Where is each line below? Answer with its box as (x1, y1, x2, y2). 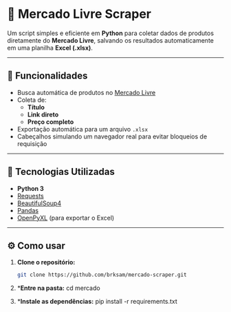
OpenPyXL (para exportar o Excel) (16, 214, 115, 222)
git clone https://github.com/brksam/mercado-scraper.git (16, 271, 187, 278)
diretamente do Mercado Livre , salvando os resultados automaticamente (7, 36, 214, 44)
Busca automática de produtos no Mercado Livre (16, 88, 156, 96)
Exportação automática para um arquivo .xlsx (16, 125, 148, 133)
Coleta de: (16, 96, 47, 104)
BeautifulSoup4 (16, 199, 62, 207)
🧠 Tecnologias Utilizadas (7, 166, 115, 178)
